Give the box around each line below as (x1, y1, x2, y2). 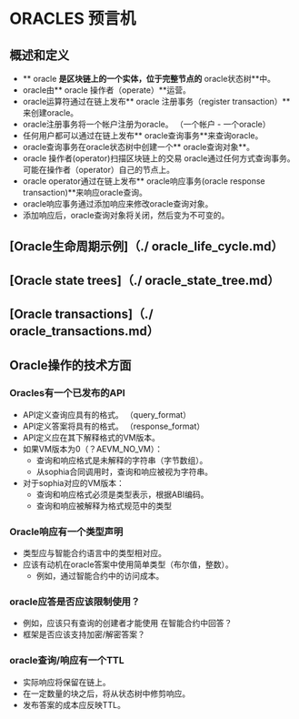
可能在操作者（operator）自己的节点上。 (22, 165, 175, 175)
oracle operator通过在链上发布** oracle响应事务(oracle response (22, 176, 265, 187)
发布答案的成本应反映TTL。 (22, 699, 125, 710)
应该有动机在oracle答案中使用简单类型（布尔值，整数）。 (22, 559, 234, 570)
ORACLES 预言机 (9, 8, 136, 29)
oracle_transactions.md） (9, 324, 159, 339)
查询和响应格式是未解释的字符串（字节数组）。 (35, 454, 208, 465)
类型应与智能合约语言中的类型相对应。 (22, 548, 166, 559)
